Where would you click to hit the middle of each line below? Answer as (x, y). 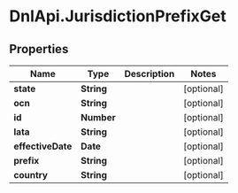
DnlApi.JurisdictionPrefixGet (118, 16)
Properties (39, 49)
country (31, 175)
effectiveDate (43, 146)
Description (150, 74)
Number (99, 117)
